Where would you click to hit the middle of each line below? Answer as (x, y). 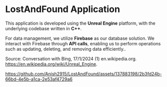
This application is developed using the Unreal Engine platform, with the (80, 23)
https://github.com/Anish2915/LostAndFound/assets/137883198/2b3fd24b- (84, 73)
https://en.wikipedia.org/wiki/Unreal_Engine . (51, 64)
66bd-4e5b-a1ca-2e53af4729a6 (39, 79)
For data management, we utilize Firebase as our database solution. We (80, 38)
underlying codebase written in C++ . (44, 28)
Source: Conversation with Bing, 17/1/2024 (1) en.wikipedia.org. (71, 58)
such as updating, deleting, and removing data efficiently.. (66, 49)
